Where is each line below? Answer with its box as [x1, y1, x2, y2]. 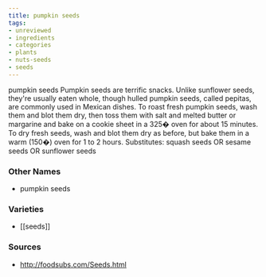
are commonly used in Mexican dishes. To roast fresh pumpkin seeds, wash [8, 102, 257, 111]
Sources [8, 241, 41, 252]
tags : [8, 19, 26, 27]
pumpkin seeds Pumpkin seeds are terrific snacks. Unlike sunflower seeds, [8, 85, 255, 94]
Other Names [8, 166, 61, 177]
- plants [8, 48, 37, 56]
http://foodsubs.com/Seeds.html [19, 260, 127, 269]
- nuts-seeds [8, 56, 52, 64]
